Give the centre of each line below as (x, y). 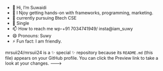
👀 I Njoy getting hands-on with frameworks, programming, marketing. (83, 13)
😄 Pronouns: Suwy (32, 36)
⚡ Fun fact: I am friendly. (37, 41)
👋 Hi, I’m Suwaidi (29, 8)
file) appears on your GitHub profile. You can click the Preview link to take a (82, 58)
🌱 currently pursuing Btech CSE (44, 18)
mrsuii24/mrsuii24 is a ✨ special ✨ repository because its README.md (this (79, 52)
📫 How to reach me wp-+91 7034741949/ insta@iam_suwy (72, 29)
